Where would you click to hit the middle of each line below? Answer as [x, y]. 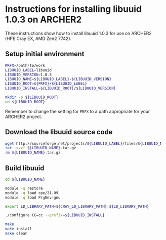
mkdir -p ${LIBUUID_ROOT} [32, 97]
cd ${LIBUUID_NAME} [25, 179]
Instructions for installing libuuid [73, 9]
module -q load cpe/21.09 [32, 193]
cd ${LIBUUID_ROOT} [25, 102]
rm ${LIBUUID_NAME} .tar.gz [33, 153]
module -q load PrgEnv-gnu [33, 198]
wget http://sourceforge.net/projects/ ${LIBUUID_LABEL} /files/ [72, 143]
